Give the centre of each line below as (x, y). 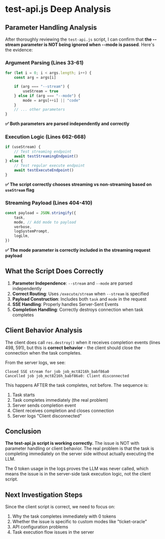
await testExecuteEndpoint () (44, 170)
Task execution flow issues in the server (53, 532)
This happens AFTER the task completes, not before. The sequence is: (77, 385)
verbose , (23, 227)
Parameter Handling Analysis (51, 28)
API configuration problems (40, 527)
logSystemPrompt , (32, 232)
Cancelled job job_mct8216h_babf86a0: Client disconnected (67, 376)
